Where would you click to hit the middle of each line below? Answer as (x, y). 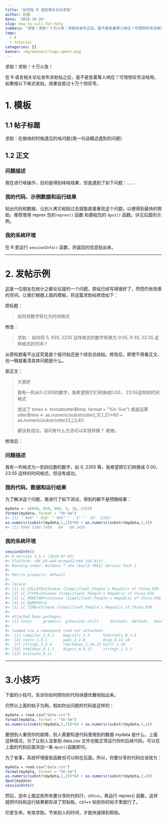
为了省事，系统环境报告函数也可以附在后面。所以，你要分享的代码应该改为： (83, 758)
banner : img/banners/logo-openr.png (43, 51)
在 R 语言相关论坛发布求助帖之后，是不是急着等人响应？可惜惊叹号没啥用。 (82, 77)
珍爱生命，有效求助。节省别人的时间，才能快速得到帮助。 (64, 813)
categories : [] (21, 47)
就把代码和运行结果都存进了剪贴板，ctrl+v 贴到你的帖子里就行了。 (73, 802)
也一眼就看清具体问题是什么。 (36, 361)
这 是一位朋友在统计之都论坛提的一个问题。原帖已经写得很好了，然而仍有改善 (83, 289)
